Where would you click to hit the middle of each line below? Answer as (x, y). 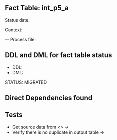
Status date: (17, 20)
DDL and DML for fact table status (58, 55)
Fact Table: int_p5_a (37, 8)
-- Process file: (21, 39)
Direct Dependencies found (49, 98)
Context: (14, 30)
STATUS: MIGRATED (26, 82)
